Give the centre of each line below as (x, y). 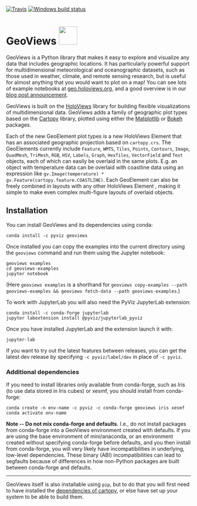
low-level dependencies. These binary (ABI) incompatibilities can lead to (94, 455)
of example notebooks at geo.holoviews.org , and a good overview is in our (96, 89)
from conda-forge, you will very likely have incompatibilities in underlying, (95, 449)
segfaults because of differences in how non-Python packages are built (93, 461)
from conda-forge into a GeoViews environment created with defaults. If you (98, 430)
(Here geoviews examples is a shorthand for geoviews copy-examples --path (97, 284)
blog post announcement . (37, 94)
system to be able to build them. (45, 497)
